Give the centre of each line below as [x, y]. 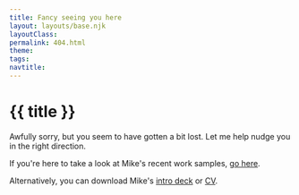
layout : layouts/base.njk [57, 26]
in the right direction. [48, 146]
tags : [19, 59]
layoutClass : [34, 34]
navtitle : [28, 68]
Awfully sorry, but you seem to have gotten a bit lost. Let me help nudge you [150, 136]
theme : [21, 51]
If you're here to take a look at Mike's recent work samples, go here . [135, 163]
